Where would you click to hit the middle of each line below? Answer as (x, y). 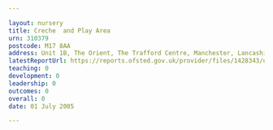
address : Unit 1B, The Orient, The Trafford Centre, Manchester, (121, 54)
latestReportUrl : (38, 61)
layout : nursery (36, 23)
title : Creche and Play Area (60, 30)
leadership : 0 (32, 83)
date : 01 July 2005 (41, 106)
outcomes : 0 (28, 91)
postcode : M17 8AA (39, 45)
